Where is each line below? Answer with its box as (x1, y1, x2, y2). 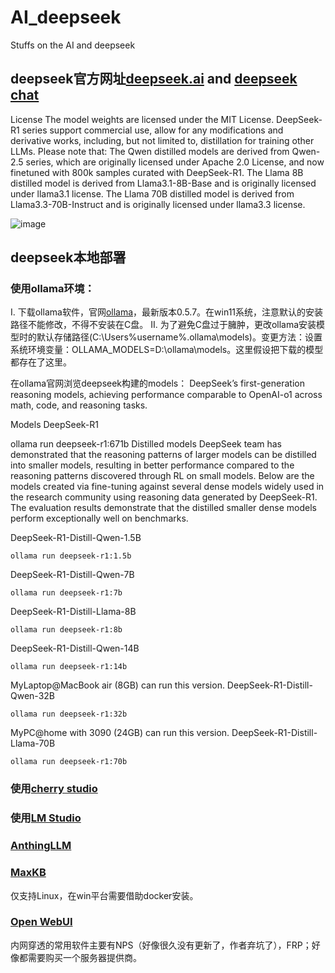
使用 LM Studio (10, 811, 82, 825)
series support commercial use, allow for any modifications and (21, 124, 284, 136)
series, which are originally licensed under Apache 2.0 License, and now (25, 156, 325, 168)
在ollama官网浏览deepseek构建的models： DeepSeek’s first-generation (10, 377, 305, 390)
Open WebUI (10, 915, 73, 929)
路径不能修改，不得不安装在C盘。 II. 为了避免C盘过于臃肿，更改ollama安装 (10, 319, 317, 331)
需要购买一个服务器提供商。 (27, 951, 142, 963)
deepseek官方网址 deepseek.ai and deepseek (10, 71, 298, 88)
